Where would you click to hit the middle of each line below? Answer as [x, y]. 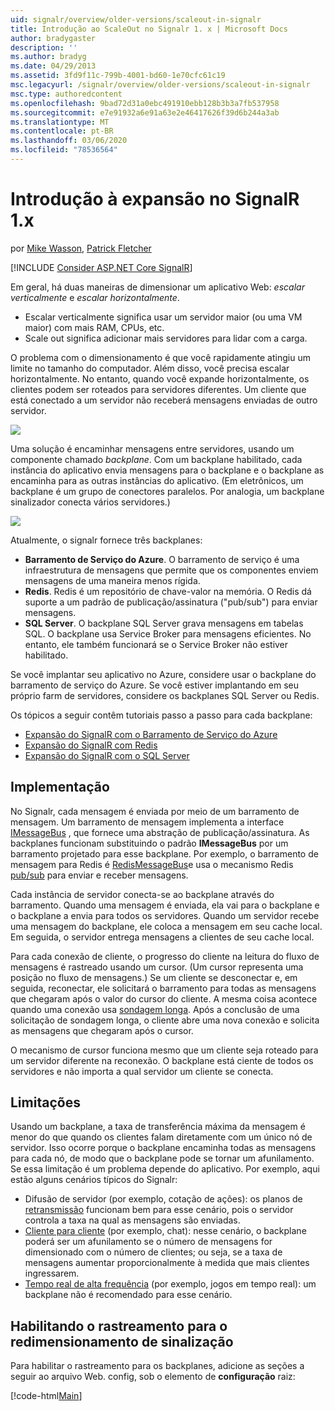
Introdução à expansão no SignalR [155, 199]
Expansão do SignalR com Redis [91, 745]
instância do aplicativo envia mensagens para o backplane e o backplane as [167, 470]
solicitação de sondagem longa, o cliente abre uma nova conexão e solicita [165, 1020]
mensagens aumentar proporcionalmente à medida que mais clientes [167, 1263]
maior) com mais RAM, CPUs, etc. [94, 327]
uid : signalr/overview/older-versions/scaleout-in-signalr [136, 19]
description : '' [44, 47]
